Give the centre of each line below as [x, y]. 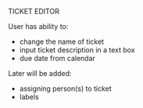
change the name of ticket [61, 41]
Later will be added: [40, 73]
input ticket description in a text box [77, 50]
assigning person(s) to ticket [65, 88]
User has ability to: [38, 26]
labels [29, 97]
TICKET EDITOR [34, 11]
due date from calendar [57, 58]
